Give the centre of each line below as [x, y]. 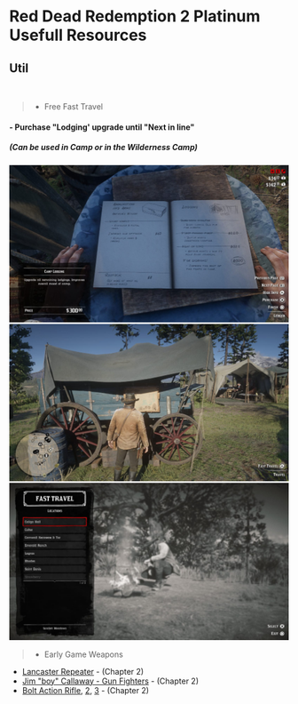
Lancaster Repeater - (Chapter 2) [83, 671]
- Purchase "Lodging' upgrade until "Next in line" [102, 127]
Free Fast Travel [74, 107]
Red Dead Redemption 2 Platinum [135, 16]
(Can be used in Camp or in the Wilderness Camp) [103, 148]
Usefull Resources [78, 35]
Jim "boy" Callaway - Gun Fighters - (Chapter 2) [110, 681]
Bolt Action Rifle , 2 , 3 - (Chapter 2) [85, 690]
